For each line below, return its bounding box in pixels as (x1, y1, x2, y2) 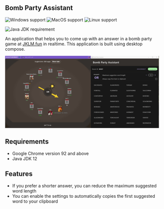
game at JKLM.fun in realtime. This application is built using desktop (5, 41, 143, 47)
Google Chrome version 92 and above (12, 151, 89, 156)
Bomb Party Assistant (5, 4, 73, 12)
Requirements (5, 137, 49, 146)
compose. (5, 46, 25, 52)
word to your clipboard (12, 198, 59, 204)
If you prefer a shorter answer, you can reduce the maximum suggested (12, 183, 157, 189)
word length (12, 188, 37, 194)
